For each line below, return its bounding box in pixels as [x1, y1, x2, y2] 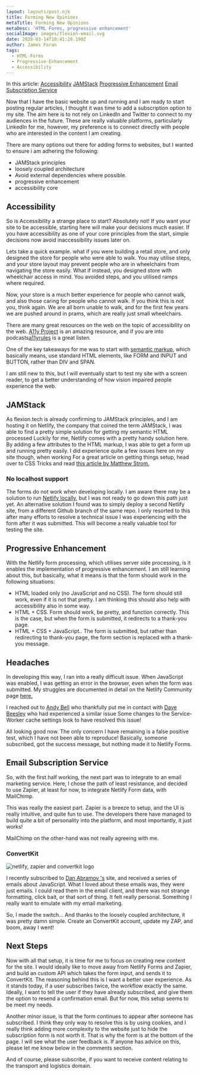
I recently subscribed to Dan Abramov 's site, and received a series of [6, 875, 177, 882]
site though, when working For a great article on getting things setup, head [6, 453, 189, 460]
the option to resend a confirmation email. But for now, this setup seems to [6, 995, 189, 1002]
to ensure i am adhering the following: [6, 148, 99, 155]
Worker [6, 716, 24, 723]
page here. [6, 692, 33, 699]
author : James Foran [6, 42, 58, 48]
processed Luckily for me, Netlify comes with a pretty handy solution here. [6, 435, 189, 441]
